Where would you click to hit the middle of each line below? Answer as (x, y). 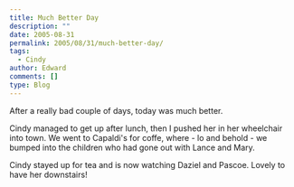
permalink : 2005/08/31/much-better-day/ (87, 43)
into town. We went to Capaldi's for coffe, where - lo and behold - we (138, 137)
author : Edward (38, 69)
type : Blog (30, 85)
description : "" (40, 26)
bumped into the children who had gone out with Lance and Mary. (132, 147)
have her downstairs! (48, 174)
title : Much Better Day (54, 18)
